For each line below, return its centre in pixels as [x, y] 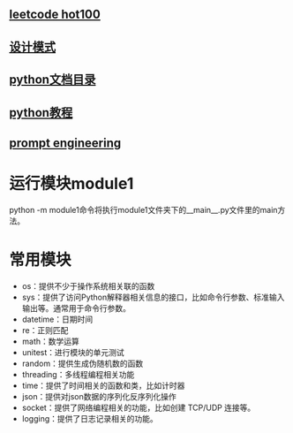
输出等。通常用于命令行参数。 [76, 308]
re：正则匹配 [45, 330]
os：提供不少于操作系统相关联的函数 [88, 285]
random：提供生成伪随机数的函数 [83, 363]
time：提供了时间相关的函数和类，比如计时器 [103, 385]
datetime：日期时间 [57, 319]
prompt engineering [65, 143]
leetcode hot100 [55, 15]
